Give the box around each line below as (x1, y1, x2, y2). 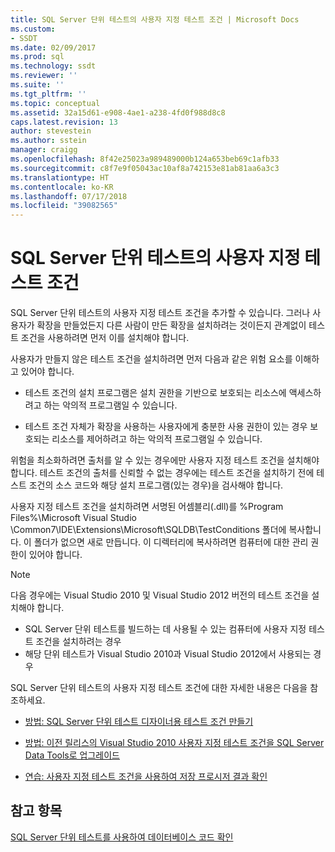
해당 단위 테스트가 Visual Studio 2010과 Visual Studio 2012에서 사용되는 (24, 648, 312, 660)
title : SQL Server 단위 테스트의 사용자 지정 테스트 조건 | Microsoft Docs (10, 14, 300, 25)
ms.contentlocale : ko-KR (10, 182, 114, 192)
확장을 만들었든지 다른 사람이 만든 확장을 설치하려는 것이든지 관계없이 (36, 319, 307, 331)
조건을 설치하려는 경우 (35, 636, 122, 648)
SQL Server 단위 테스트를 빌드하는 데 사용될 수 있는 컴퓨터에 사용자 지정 (24, 623, 307, 635)
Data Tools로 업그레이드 (24, 749, 120, 761)
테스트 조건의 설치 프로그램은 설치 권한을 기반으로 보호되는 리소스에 (24, 387, 287, 399)
